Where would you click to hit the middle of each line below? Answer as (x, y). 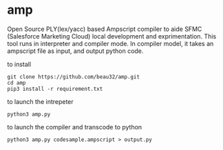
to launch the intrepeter (40, 101)
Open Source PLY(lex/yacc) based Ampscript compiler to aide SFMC (105, 29)
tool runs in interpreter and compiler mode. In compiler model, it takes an (110, 43)
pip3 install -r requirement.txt (55, 89)
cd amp (17, 83)
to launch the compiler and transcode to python (75, 127)
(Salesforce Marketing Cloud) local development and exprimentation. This (112, 36)
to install (19, 64)
